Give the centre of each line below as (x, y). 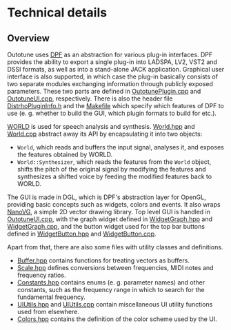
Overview (29, 38)
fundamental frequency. (51, 297)
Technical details (57, 13)
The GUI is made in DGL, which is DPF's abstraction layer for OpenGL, (107, 197)
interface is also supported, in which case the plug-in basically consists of (113, 76)
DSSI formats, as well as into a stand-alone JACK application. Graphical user (116, 69)
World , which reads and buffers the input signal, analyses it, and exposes (120, 147)
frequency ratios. (41, 275)
